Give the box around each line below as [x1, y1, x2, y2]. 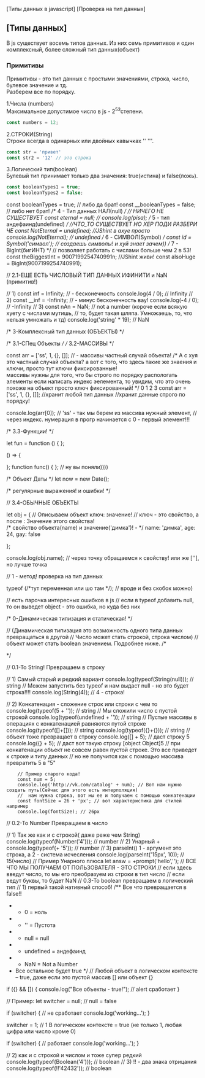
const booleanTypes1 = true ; [6, 184, 81, 190]
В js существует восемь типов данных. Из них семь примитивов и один [6, 39, 195, 47]
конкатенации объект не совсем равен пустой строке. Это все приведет [6, 746, 197, 754]
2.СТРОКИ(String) [6, 130, 53, 138]
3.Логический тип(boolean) [6, 166, 78, 173]
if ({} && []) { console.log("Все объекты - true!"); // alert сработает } [6, 985, 180, 993]
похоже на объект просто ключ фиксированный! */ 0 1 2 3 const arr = [6, 384, 187, 392]
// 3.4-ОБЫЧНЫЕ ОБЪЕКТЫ [6, 499, 79, 506]
